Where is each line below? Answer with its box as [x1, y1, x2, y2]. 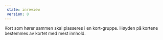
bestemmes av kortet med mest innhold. [4, 30, 86, 36]
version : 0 [6, 12, 29, 17]
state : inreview [6, 7, 40, 12]
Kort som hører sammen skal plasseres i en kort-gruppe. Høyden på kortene [4, 25, 158, 31]
